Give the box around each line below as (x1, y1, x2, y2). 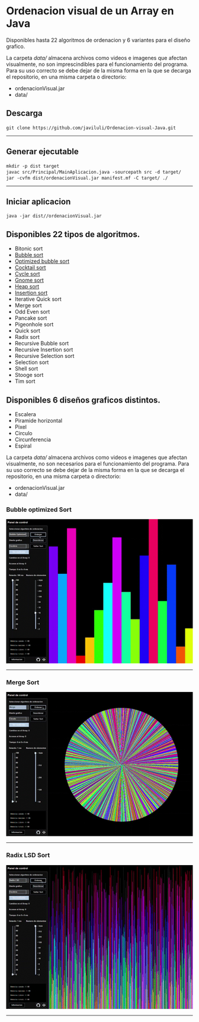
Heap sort (14, 283, 40, 290)
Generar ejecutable (6, 147, 79, 157)
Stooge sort (14, 372, 44, 379)
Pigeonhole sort (14, 321, 54, 328)
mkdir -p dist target (6, 163, 60, 169)
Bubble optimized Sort (6, 505, 72, 514)
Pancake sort (14, 315, 47, 322)
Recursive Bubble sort (14, 340, 69, 347)
